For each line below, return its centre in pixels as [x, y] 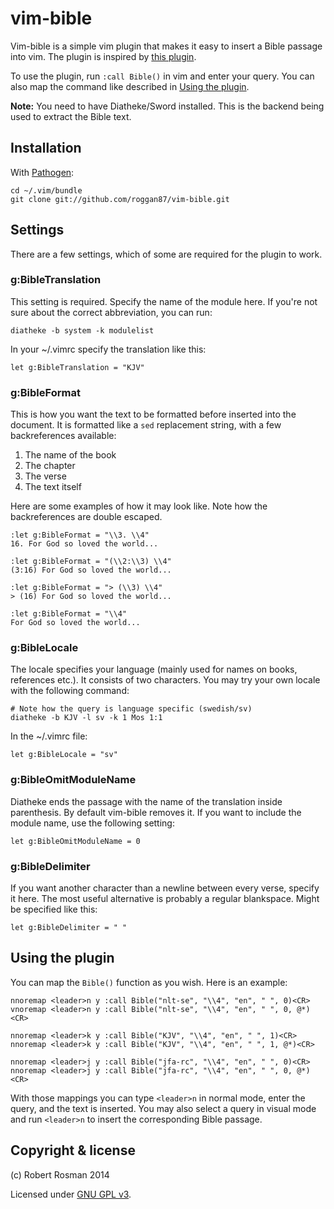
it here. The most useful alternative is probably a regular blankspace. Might [165, 899]
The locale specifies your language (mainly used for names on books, [154, 669]
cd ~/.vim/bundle [46, 190]
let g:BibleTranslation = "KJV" [77, 367]
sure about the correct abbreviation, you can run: [111, 312]
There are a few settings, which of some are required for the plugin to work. [166, 254]
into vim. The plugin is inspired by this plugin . [103, 56]
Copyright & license [73, 1150]
